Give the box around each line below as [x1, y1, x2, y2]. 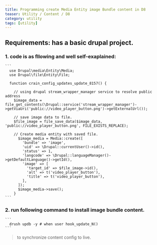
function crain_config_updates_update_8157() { [9, 81, 107, 86]
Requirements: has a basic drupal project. [5, 38, 134, 46]
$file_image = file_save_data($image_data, [14, 119, 103, 124]
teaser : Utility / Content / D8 [5, 12, 70, 16]
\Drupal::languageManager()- [52, 153, 111, 158]
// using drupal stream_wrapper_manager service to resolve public [14, 89, 152, 94]
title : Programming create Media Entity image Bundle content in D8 [5, 7, 146, 12]
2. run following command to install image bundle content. [5, 206, 145, 213]
